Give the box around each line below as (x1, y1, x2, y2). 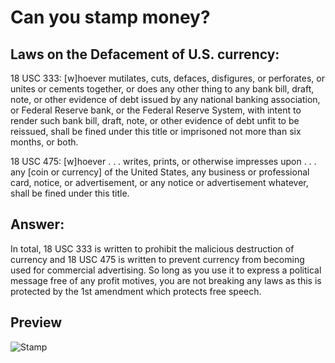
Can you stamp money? (10, 6, 211, 29)
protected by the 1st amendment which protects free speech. (10, 285, 262, 297)
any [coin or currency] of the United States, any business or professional (10, 166, 310, 178)
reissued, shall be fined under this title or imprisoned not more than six (10, 126, 302, 137)
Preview (10, 314, 63, 331)
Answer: (10, 216, 65, 233)
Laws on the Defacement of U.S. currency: (10, 46, 280, 63)
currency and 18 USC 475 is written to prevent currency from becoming (10, 253, 305, 265)
